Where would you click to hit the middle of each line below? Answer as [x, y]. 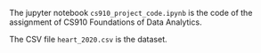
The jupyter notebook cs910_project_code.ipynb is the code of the [131, 13]
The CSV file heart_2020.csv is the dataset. [88, 39]
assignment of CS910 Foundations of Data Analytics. [106, 22]
